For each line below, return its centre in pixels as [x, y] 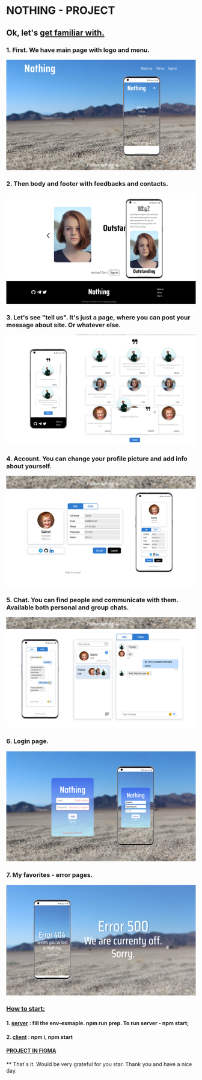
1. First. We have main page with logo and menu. [78, 50]
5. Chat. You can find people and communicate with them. [92, 600]
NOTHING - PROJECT [61, 11]
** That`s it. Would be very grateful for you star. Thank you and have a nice [99, 1064]
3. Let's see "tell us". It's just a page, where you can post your [98, 317]
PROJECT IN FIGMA [31, 1051]
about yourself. [29, 466]
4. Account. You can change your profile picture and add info [97, 459]
